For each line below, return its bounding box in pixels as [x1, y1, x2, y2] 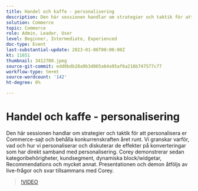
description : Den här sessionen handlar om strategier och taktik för [6, 14, 183, 20]
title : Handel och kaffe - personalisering [6, 8, 115, 15]
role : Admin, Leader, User [6, 31, 72, 36]
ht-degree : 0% [6, 80, 41, 86]
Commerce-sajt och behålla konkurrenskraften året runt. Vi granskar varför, [6, 136, 190, 143]
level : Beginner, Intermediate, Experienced [6, 36, 117, 42]
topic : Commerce [6, 25, 46, 31]
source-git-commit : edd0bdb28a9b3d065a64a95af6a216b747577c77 [6, 63, 162, 69]
